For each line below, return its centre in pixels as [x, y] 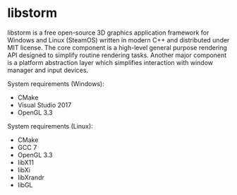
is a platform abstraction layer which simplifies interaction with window [110, 62]
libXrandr [31, 177]
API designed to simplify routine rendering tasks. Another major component [117, 55]
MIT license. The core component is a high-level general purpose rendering [117, 47]
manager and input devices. [48, 70]
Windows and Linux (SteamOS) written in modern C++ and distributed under [119, 40]
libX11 [25, 162]
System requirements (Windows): [56, 83]
